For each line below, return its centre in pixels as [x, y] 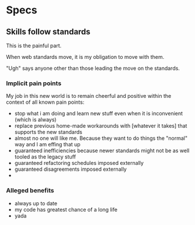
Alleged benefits [30, 191]
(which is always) [35, 119]
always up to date [36, 203]
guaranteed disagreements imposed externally [71, 169]
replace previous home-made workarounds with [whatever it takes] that [101, 126]
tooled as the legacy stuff [45, 157]
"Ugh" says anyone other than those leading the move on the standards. [93, 68]
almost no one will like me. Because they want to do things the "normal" [101, 138]
